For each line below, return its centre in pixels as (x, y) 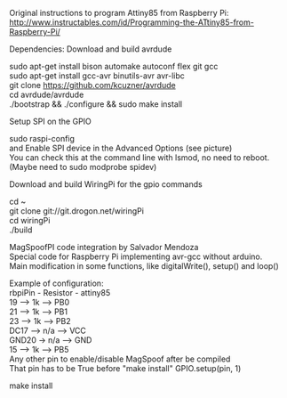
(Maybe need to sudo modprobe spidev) (83, 167)
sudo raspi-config (42, 138)
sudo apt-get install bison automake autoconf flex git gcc (114, 66)
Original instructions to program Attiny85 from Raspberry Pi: (119, 13)
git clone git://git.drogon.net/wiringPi (77, 211)
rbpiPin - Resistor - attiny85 (60, 292)
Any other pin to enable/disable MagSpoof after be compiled (120, 359)
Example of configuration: (56, 283)
